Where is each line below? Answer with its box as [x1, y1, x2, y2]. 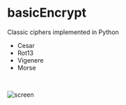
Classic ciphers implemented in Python [7, 28, 120, 36]
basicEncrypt [7, 5, 87, 21]
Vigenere [17, 56, 44, 64]
